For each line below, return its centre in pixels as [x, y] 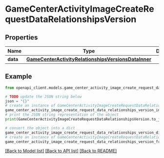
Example [19, 77]
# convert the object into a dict [40, 128]
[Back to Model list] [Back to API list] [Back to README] [61, 151]
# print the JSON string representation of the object [62, 115]
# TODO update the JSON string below [43, 97]
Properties [21, 37]
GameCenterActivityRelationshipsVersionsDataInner [89, 59]
